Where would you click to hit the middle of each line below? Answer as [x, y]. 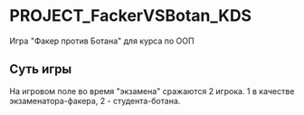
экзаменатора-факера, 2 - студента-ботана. [95, 101]
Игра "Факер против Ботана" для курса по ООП [102, 41]
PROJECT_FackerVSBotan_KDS [130, 16]
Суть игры [41, 69]
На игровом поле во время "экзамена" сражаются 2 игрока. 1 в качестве [152, 91]
